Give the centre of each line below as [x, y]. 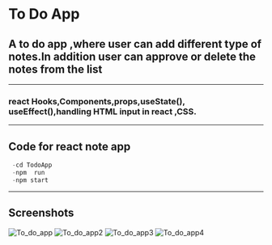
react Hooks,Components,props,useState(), [97, 101]
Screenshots [41, 213]
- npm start [30, 180]
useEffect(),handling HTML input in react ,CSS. [102, 112]
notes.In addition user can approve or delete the [132, 56]
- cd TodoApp [32, 165]
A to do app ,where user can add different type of [135, 44]
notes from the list [55, 69]
